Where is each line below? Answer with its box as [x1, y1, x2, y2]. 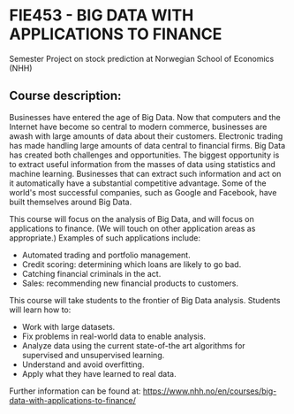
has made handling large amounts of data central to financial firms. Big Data [9, 140, 286, 150]
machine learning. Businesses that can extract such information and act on [9, 168, 282, 179]
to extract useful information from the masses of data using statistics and [9, 158, 276, 169]
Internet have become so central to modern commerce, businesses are [9, 121, 268, 132]
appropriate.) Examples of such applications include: [9, 232, 201, 243]
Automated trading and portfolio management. [21, 249, 192, 260]
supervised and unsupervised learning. [21, 349, 165, 360]
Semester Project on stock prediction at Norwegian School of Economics [9, 53, 275, 64]
